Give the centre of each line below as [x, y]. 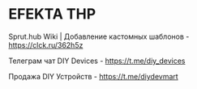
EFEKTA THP [52, 14]
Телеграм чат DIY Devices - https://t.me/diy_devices [97, 61]
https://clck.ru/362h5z [46, 44]
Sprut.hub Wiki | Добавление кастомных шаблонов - [99, 36]
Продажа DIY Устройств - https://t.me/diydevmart [93, 76]
